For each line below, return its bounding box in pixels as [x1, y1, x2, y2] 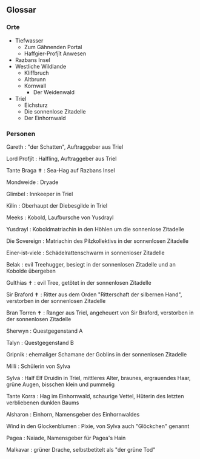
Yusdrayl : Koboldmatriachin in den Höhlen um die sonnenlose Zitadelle [6, 225, 185, 233]
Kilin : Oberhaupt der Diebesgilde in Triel [6, 202, 108, 209]
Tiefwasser [15, 36, 44, 44]
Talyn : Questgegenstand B [6, 339, 74, 346]
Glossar [6, 5, 36, 15]
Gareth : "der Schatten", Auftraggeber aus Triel [6, 143, 124, 151]
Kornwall [24, 82, 47, 89]
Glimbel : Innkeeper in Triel [6, 190, 73, 197]
